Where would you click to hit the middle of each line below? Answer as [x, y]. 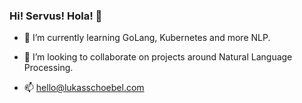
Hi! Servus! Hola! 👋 [56, 16]
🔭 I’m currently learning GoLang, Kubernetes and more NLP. [147, 38]
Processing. [48, 68]
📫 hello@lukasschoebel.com [84, 88]
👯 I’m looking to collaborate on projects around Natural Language [158, 57]
